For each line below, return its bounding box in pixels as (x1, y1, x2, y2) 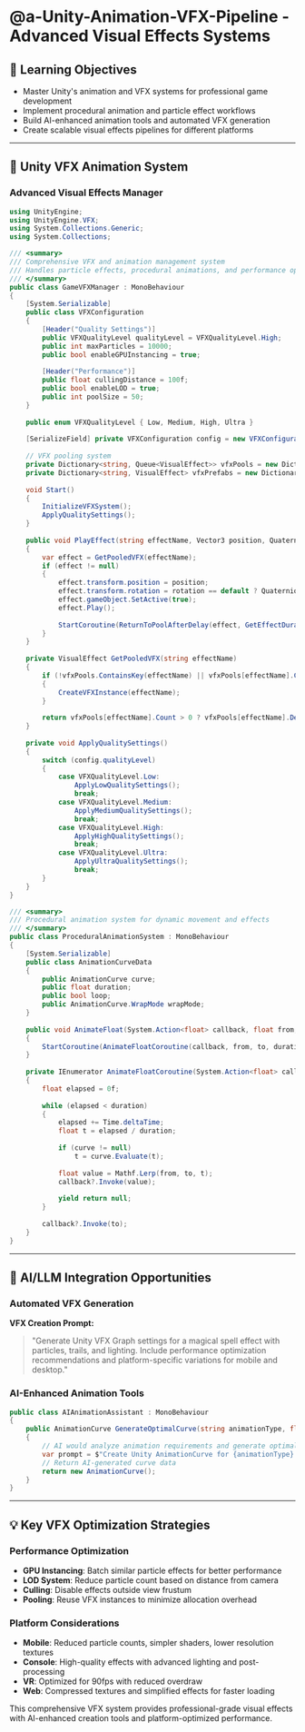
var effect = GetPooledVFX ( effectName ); (42, 552, 197, 562)
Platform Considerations (9, 1617, 120, 1629)
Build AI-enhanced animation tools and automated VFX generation (22, 115, 271, 125)
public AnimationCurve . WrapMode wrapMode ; (42, 1000, 205, 1009)
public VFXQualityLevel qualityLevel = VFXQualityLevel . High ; (42, 333, 282, 342)
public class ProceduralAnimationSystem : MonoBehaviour (9, 933, 230, 942)
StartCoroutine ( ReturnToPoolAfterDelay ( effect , (57, 620, 242, 629)
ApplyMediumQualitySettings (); (74, 806, 193, 815)
